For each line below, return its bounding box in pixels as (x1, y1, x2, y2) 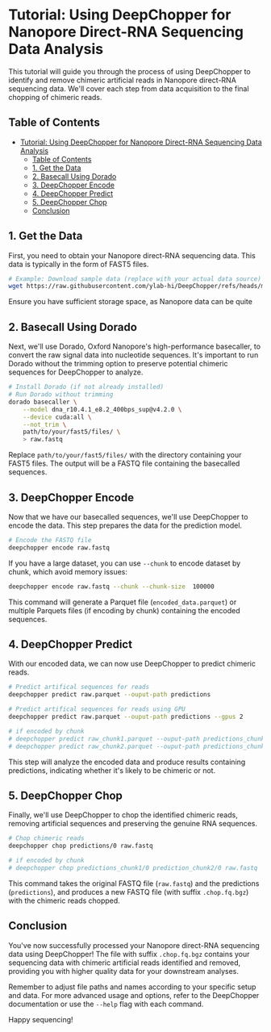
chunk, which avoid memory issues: (8, 566, 127, 576)
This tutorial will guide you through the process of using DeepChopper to (8, 66, 252, 76)
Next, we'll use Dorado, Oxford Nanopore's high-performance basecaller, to (8, 341, 261, 352)
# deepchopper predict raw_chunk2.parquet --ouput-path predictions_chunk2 (8, 742, 269, 750)
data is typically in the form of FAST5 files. (8, 259, 149, 269)
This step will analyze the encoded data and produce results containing (8, 757, 246, 767)
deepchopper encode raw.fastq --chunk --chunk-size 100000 (8, 583, 215, 591)
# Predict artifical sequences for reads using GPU (8, 705, 186, 713)
